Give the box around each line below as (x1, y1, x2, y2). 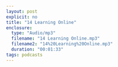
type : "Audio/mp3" (11, 30, 56, 36)
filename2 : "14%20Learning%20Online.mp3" (11, 41, 113, 47)
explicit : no (6, 14, 38, 20)
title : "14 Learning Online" (6, 19, 77, 25)
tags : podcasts (6, 52, 43, 58)
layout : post (6, 8, 38, 15)
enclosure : (6, 24, 33, 31)
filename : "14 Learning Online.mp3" (11, 36, 100, 41)
